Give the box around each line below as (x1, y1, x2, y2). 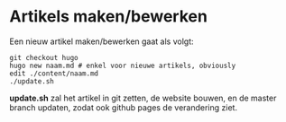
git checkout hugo (9, 53, 78, 62)
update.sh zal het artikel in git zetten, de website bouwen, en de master (9, 92, 277, 103)
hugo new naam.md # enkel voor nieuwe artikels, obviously (9, 61, 236, 70)
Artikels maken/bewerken (9, 6, 208, 27)
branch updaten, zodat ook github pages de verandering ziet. (9, 101, 237, 113)
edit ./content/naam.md (9, 69, 99, 78)
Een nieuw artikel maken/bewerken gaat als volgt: (9, 36, 194, 47)
